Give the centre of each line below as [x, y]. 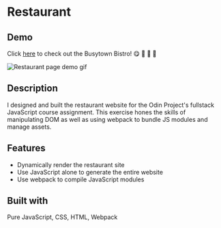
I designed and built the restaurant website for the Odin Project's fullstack [111, 105]
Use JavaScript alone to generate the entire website [90, 172]
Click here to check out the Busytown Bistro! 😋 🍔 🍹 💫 [82, 53]
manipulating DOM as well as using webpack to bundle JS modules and [107, 119]
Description [32, 89]
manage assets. [29, 127]
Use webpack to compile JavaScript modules [80, 179]
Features [26, 148]
